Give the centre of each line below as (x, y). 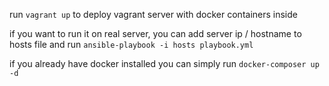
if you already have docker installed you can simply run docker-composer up (164, 63)
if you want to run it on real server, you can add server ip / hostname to (155, 33)
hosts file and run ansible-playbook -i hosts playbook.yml (131, 44)
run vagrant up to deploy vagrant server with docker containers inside (153, 14)
